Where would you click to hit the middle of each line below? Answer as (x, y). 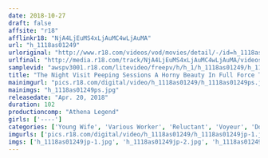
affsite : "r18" (33, 30)
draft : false (30, 23)
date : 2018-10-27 (37, 16)
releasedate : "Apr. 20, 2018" (59, 97)
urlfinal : (25, 61)
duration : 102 (32, 105)
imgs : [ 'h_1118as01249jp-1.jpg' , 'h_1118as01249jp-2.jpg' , (108, 142)
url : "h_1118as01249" (44, 45)
